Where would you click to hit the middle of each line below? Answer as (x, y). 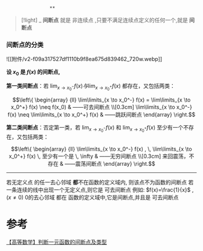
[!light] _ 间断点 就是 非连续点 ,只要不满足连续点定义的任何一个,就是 (105, 20)
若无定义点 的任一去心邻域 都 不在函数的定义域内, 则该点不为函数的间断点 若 (100, 182)
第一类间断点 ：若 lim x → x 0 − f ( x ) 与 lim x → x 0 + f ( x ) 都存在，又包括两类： (91, 87)
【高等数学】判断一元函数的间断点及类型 (56, 242)
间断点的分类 (25, 45)
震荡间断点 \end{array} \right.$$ (115, 164)
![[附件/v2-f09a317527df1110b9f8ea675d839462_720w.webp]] (84, 59)
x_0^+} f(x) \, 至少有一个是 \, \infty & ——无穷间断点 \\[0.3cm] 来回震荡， (99, 156)
